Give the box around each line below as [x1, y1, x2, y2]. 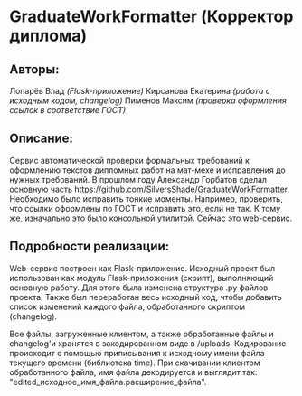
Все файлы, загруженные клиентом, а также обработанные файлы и [9, 328, 274, 339]
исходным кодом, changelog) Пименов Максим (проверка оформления [9, 95, 288, 106]
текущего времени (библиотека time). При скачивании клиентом [9, 357, 260, 368]
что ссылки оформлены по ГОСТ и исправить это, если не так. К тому [9, 203, 281, 213]
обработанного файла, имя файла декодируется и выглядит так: [9, 366, 258, 377]
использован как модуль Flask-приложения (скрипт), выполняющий [9, 272, 274, 283]
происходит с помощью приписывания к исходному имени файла [9, 347, 265, 358]
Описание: [9, 131, 74, 146]
